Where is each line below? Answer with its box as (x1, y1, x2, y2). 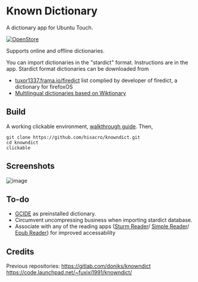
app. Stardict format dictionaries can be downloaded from (6, 65, 150, 72)
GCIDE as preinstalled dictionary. (14, 210, 96, 217)
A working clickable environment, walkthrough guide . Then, (6, 123, 153, 130)
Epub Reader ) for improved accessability (14, 229, 115, 236)
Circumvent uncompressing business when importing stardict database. (14, 217, 193, 224)
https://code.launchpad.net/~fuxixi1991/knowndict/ (6, 269, 132, 276)
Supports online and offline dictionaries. (6, 47, 105, 54)
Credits (6, 247, 35, 257)
